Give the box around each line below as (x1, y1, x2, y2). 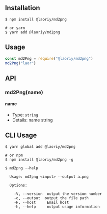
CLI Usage (5, 131, 37, 140)
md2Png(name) (5, 89, 43, 95)
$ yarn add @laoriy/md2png (5, 29, 60, 35)
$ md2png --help (5, 166, 38, 170)
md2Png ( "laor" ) (5, 61, 36, 66)
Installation (5, 4, 40, 12)
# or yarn (5, 25, 26, 30)
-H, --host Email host (14, 200, 69, 205)
